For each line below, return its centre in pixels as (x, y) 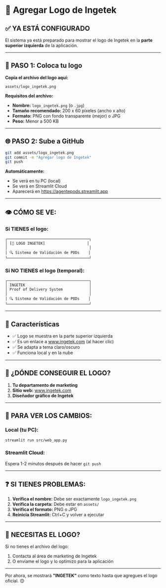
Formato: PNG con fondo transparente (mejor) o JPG (66, 116)
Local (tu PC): (22, 430)
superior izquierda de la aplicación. (41, 45)
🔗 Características (32, 324)
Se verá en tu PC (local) (36, 181)
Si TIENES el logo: (27, 228)
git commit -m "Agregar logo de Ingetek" (48, 157)
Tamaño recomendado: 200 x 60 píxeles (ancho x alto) (69, 110)
